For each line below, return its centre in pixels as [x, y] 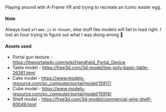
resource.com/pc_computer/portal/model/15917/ [62, 83]
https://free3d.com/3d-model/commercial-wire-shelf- [97, 99]
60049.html [24, 105]
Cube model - [27, 89]
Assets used [18, 46]
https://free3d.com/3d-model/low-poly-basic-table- [95, 68]
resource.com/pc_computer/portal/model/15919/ [62, 94]
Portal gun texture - [33, 57]
